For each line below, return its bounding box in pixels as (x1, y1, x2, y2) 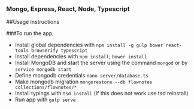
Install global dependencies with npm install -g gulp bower (14, 41, 163, 49)
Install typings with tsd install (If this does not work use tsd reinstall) (14, 90, 189, 97)
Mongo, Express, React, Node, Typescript (6, 5, 130, 13)
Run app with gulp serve (14, 96, 76, 103)
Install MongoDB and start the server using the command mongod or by (14, 59, 188, 67)
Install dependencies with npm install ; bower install (14, 53, 147, 60)
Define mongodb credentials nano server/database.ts (14, 72, 148, 79)
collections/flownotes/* (14, 85, 77, 91)
